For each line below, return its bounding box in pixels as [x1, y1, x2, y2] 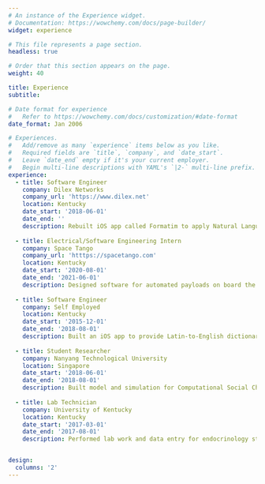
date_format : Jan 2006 [8, 120, 83, 128]
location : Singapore [22, 362, 90, 370]
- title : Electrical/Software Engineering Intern [15, 237, 181, 245]
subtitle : [8, 91, 41, 99]
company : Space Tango [22, 244, 93, 253]
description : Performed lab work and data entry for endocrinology [22, 435, 248, 443]
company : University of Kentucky [22, 406, 132, 414]
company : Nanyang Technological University [22, 355, 168, 362]
